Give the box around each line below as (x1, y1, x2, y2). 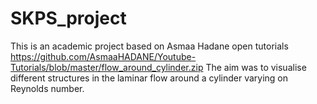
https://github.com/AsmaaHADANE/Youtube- (10, 50, 197, 62)
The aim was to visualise (205, 61, 307, 73)
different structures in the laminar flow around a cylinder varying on (10, 72, 289, 84)
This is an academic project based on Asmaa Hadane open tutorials (10, 40, 289, 52)
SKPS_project (10, 7, 127, 30)
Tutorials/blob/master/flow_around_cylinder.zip (10, 61, 204, 73)
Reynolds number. (10, 82, 85, 94)
